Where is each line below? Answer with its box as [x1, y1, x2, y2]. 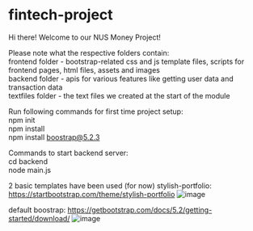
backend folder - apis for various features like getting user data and [8, 73, 234, 83]
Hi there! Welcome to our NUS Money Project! [8, 32, 162, 42]
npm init [8, 115, 36, 124]
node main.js [8, 165, 51, 174]
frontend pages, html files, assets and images [8, 65, 160, 74]
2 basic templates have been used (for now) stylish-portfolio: [8, 180, 212, 191]
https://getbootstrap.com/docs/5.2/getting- [67, 204, 213, 215]
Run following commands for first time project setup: [8, 107, 183, 116]
